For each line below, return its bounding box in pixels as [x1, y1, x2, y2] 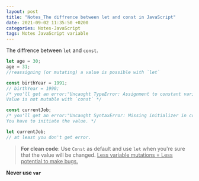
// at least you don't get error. [6, 134, 92, 140]
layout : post [6, 8, 38, 15]
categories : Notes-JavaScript [6, 25, 81, 31]
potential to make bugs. [20, 157, 79, 164]
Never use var [6, 169, 41, 176]
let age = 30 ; [6, 59, 41, 64]
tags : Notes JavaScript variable [6, 31, 89, 37]
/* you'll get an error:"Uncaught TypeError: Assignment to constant [6, 91, 182, 97]
